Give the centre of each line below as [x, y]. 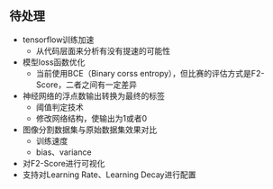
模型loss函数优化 [54, 62]
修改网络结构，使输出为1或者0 [91, 118]
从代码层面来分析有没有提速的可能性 [103, 50]
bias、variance [64, 152]
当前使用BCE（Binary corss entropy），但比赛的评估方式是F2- [150, 73]
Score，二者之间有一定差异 [86, 85]
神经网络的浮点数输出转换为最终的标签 [93, 95]
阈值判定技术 [59, 107]
